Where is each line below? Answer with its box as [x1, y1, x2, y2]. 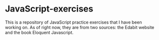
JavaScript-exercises [5, 3, 94, 14]
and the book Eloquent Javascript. [5, 29, 74, 35]
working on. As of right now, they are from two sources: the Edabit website [5, 24, 155, 30]
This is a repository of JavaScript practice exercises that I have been [5, 19, 142, 25]
